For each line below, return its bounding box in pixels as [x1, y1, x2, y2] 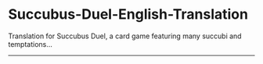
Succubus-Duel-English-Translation [8, 5, 249, 23]
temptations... [8, 39, 53, 48]
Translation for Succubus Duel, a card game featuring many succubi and [8, 31, 242, 41]
